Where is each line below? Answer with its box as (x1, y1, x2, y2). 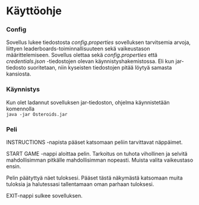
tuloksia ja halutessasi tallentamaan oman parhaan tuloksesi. (6, 181, 154, 188)
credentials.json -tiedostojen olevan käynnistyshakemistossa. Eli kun (6, 58, 175, 65)
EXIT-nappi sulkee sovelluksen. (6, 192, 83, 200)
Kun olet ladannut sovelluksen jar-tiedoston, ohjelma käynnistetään (6, 99, 170, 106)
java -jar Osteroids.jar (6, 111, 68, 117)
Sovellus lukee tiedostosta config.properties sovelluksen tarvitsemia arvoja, (6, 39, 191, 46)
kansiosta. (6, 70, 31, 78)
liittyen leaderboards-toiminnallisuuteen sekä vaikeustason (6, 45, 150, 52)
